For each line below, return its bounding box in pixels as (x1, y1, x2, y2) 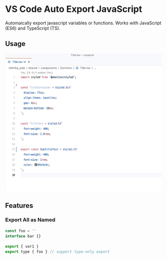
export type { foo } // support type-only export (5, 250, 110, 255)
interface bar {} (5, 234, 41, 239)
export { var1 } (5, 244, 39, 249)
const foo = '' (5, 228, 37, 233)
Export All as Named (5, 216, 56, 223)
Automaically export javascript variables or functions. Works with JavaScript (5, 20, 162, 26)
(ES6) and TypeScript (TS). (5, 25, 61, 31)
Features (5, 201, 33, 210)
